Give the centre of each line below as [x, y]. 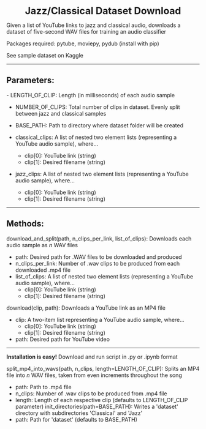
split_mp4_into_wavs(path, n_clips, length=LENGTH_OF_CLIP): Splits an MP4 [103, 368]
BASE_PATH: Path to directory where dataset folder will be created [99, 125]
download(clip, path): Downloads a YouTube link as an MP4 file [86, 308]
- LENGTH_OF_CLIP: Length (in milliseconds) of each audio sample [91, 95]
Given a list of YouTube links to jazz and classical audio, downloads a [93, 25]
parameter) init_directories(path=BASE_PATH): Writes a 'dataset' [97, 406]
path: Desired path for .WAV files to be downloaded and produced [98, 257]
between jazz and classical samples [61, 113]
